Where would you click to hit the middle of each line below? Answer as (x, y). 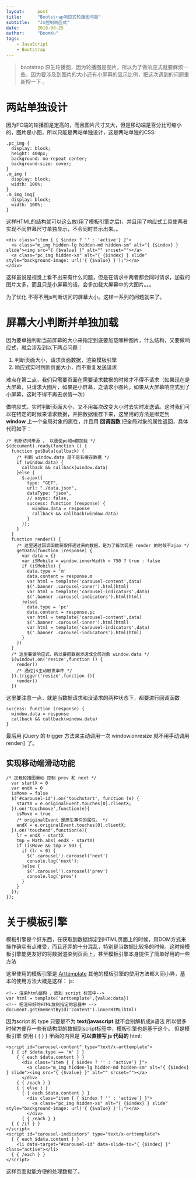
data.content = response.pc (61, 612)
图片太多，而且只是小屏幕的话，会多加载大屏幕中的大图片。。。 (80, 284)
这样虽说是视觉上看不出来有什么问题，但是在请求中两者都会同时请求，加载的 (98, 277)
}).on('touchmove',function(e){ (51, 809)
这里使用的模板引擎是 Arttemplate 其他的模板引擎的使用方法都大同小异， (93, 974)
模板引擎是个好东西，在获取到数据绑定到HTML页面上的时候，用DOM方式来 (96, 939)
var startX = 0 (30, 783)
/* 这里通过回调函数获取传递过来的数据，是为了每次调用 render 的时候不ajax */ (103, 545)
